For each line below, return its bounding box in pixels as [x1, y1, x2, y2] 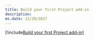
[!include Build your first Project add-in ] [5, 30, 84, 36]
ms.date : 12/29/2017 [5, 16, 48, 21]
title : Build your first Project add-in [5, 7, 90, 12]
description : [5, 12, 32, 17]
